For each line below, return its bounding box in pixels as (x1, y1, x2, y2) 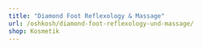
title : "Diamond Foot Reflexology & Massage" (8, 11, 165, 20)
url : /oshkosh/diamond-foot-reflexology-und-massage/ (8, 20, 195, 28)
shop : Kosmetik (8, 27, 60, 35)
